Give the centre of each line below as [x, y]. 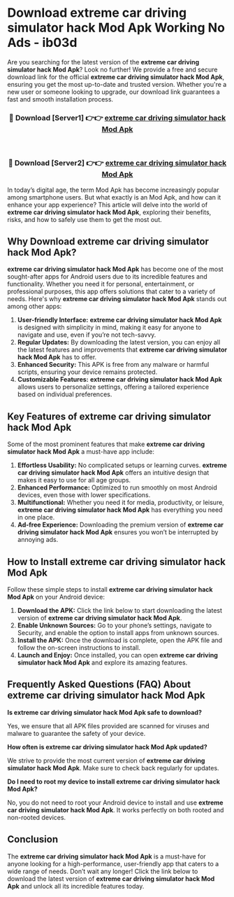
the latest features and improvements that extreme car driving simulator [122, 350]
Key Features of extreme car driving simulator [109, 416]
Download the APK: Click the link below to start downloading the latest [119, 610]
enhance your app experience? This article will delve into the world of [108, 204]
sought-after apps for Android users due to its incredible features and [107, 277]
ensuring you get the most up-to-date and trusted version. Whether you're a [117, 84]
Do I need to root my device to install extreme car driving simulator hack [114, 781]
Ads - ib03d [42, 43]
